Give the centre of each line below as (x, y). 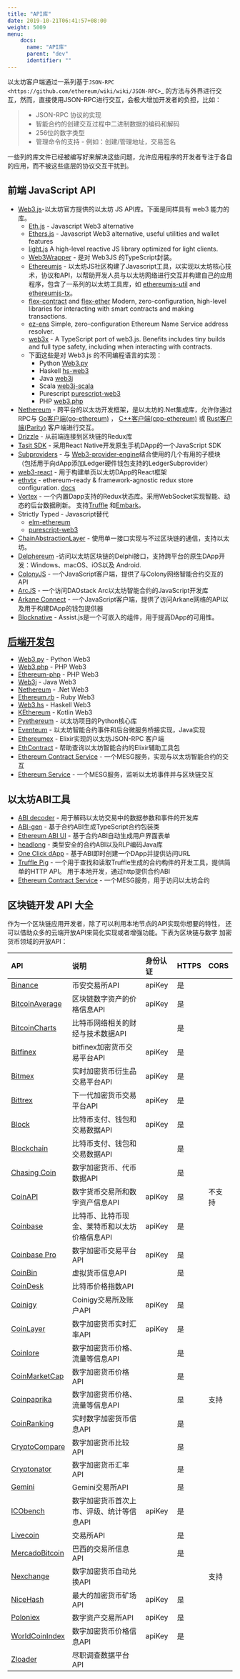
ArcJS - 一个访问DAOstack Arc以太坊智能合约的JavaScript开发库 (113, 590)
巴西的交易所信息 (101, 1549)
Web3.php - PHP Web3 (52, 667)
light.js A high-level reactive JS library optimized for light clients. (123, 249)
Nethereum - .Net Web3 (53, 689)
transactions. (47, 316)
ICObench (28, 1511)
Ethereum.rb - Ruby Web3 (56, 697)
